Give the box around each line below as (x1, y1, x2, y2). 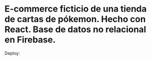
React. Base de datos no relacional (4, 24, 147, 35)
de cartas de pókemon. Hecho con (4, 14, 146, 25)
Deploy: (4, 50, 20, 56)
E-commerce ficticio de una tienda (4, 3, 147, 15)
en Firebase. (4, 34, 56, 46)
